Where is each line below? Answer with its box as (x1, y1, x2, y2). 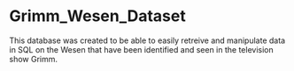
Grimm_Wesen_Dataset (9, 6, 186, 26)
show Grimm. (9, 53, 58, 64)
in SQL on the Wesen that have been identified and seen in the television (9, 44, 275, 54)
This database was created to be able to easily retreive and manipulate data (9, 35, 286, 46)
